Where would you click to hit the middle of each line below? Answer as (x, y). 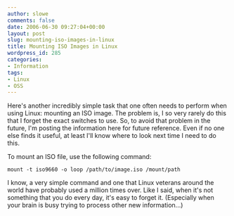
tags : (15, 72)
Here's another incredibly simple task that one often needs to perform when (117, 106)
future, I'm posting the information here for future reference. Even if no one (116, 128)
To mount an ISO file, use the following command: (79, 157)
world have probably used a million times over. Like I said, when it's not (110, 190)
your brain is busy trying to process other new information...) (95, 205)
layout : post (26, 33)
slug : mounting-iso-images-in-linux (61, 40)
